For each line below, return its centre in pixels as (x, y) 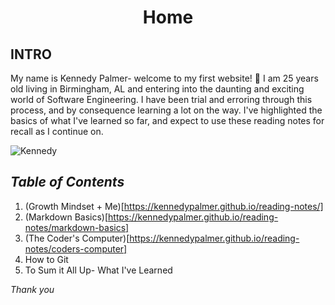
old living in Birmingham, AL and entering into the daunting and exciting (157, 89)
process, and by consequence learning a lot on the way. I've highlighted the (166, 110)
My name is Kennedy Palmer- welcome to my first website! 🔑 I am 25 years (164, 78)
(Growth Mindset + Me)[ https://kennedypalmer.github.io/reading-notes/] (174, 206)
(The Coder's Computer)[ (77, 238)
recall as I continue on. (57, 131)
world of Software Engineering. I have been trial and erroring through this (161, 99)
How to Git (46, 259)
